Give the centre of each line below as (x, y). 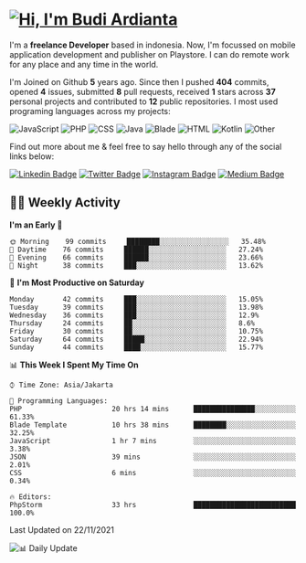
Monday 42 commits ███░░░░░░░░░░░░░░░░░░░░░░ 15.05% (136, 299)
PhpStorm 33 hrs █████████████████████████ (153, 505)
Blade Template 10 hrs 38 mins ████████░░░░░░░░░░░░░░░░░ (153, 425)
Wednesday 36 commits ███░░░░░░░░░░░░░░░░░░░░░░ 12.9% (134, 315)
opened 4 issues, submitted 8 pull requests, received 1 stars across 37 (142, 91)
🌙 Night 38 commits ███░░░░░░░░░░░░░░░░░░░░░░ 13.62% (136, 265)
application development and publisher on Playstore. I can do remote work (149, 54)
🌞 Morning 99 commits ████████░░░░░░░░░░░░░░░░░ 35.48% (138, 241)
